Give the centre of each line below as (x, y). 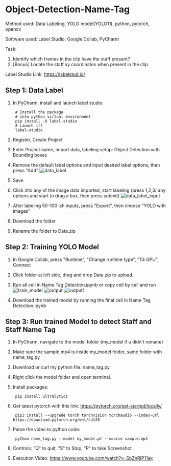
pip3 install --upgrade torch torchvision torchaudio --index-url (87, 416)
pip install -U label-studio (46, 121)
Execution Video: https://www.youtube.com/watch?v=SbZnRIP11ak (83, 458)
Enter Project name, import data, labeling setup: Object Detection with (86, 149)
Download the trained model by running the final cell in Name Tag (81, 300)
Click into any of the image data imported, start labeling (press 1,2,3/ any (89, 190)
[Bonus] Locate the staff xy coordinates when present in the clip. (81, 64)
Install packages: (30, 387)
